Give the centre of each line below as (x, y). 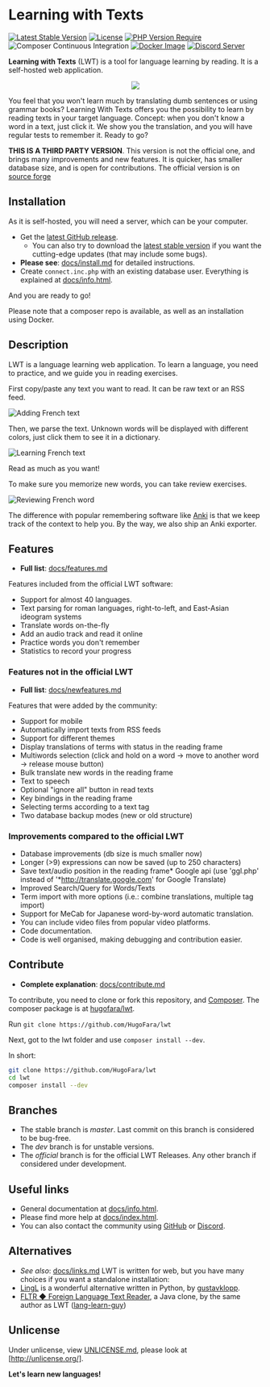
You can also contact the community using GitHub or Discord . (123, 1226)
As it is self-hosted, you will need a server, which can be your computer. (128, 221)
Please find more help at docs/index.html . (89, 1218)
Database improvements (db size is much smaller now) (111, 854)
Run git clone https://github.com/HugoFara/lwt (90, 1024)
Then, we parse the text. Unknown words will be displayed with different (128, 428)
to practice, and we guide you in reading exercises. (93, 373)
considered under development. (73, 1164)
